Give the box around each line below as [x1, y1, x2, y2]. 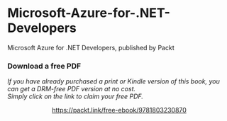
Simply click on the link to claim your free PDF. [7, 92, 144, 100]
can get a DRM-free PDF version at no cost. [7, 85, 136, 93]
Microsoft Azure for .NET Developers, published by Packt [7, 43, 175, 52]
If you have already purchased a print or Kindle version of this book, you [7, 77, 220, 86]
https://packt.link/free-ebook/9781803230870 [52, 106, 187, 115]
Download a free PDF [7, 61, 82, 71]
